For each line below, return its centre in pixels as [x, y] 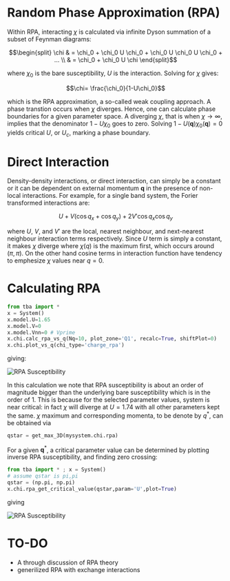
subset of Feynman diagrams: [49, 39]
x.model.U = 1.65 [29, 319]
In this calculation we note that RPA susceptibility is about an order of [105, 385]
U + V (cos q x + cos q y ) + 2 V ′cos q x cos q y [116, 217]
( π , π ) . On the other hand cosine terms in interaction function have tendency [115, 254]
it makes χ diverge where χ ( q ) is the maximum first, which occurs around [111, 246]
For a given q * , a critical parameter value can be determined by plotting [108, 449]
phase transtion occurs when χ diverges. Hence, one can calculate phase [111, 109]
